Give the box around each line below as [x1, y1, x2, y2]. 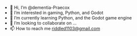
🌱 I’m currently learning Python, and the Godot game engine [9, 15, 132, 20]
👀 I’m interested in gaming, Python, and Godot [9, 10, 103, 16]
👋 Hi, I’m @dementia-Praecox [9, 5, 70, 10]
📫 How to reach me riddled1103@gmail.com [9, 26, 100, 31]
